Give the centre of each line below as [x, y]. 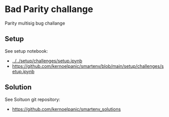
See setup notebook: [26, 51]
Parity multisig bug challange [35, 23]
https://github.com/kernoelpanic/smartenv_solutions [66, 109]
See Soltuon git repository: [33, 99]
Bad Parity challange [49, 9]
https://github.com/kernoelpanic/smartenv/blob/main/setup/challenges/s [88, 66]
